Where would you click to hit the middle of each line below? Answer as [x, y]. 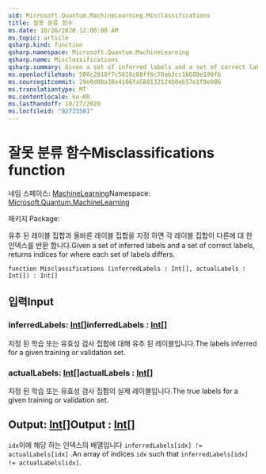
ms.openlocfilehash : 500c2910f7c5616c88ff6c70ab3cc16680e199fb [115, 75]
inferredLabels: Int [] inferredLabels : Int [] [88, 325]
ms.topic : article [38, 38]
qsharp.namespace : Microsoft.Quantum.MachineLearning [99, 52]
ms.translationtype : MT [47, 89]
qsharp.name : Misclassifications [63, 60]
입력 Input [31, 302]
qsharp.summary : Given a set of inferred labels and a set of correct [127, 67]
